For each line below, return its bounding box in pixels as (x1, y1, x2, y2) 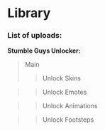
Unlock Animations (42, 102, 98, 110)
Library (7, 5, 51, 21)
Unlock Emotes (42, 88, 87, 97)
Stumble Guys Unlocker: (7, 46, 81, 55)
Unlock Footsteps (42, 115, 94, 124)
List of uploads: (7, 31, 62, 41)
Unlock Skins (42, 74, 82, 83)
